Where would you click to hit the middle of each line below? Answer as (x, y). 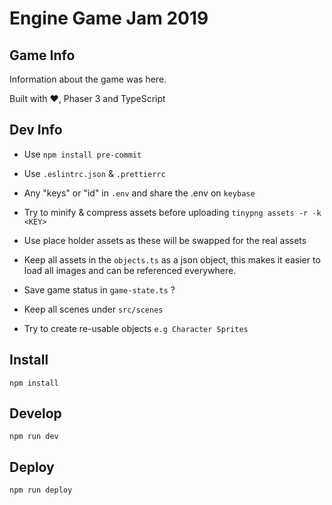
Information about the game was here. (88, 79)
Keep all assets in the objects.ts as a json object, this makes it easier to (172, 259)
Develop (35, 413)
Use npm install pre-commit (82, 154)
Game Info (42, 55)
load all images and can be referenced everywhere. (130, 270)
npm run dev (34, 437)
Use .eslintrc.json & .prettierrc (94, 173)
